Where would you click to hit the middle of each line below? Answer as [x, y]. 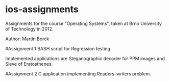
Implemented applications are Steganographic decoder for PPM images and [85, 58]
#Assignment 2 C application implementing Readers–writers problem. [78, 74]
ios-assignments [42, 9]
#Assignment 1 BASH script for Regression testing [58, 48]
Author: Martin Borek [27, 39]
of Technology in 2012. [29, 29]
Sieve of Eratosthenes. [29, 64]
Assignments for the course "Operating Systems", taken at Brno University [84, 23]
